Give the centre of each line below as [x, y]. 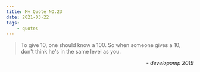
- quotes [28, 28]
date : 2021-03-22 [28, 17]
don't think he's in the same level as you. [71, 52]
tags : [13, 23]
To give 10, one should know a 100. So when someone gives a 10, [101, 45]
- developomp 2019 [170, 63]
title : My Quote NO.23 [34, 12]
